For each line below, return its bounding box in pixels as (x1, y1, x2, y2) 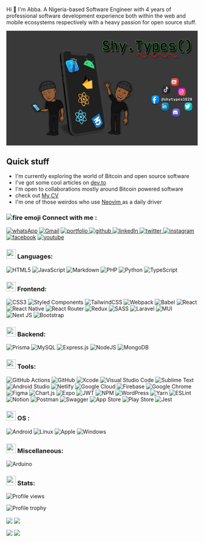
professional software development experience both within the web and (6, 12, 186, 19)
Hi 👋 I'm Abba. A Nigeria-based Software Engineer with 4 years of (6, 6, 172, 13)
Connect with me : (42, 213, 97, 222)
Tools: (17, 362, 36, 371)
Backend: (17, 330, 46, 338)
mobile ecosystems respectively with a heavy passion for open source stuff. (6, 19, 197, 26)
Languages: (17, 252, 53, 261)
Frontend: (17, 284, 47, 293)
